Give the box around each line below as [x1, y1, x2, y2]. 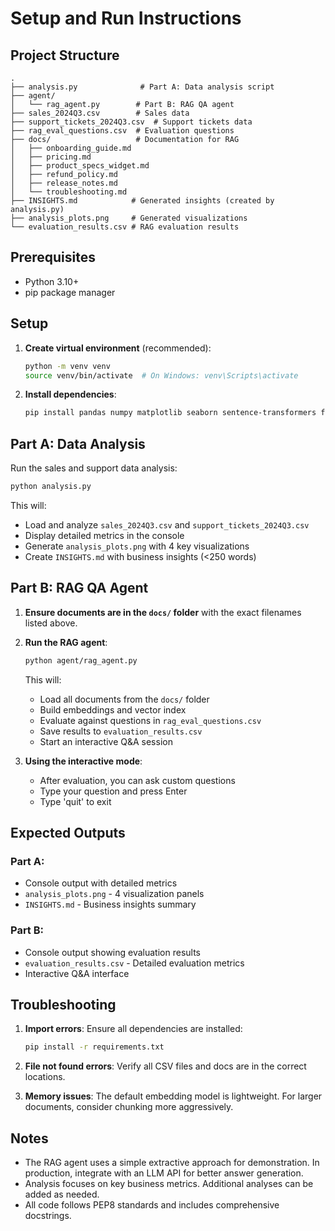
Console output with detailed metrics [24, 877, 178, 889]
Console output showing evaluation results [24, 946, 201, 958]
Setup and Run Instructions [10, 7, 242, 30]
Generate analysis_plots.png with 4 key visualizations [24, 540, 250, 552]
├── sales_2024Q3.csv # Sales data [10, 108, 190, 118]
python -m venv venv [24, 361, 111, 371]
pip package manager [24, 286, 116, 298]
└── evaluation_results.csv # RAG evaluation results [10, 222, 240, 232]
